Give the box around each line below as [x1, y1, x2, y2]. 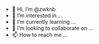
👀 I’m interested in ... [11, 12, 63, 19]
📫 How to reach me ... [11, 32, 68, 38]
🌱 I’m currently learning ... [11, 18, 76, 25]
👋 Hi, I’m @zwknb [11, 6, 56, 12]
